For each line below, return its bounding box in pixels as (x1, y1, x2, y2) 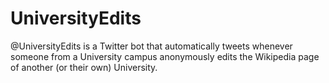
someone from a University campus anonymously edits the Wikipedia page (10, 50, 320, 62)
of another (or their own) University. (10, 61, 158, 73)
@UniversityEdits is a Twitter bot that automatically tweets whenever (10, 40, 293, 52)
